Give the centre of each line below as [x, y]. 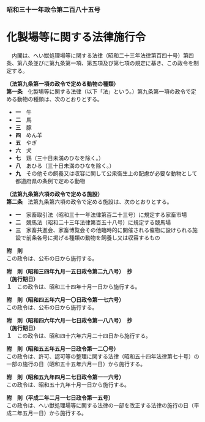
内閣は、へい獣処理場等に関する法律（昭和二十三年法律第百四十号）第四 [102, 55]
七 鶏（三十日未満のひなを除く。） [59, 158]
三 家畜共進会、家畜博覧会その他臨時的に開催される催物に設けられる [104, 230]
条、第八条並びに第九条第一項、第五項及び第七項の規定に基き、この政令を [100, 63]
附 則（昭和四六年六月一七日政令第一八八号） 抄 [69, 320]
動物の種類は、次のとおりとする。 [60, 99]
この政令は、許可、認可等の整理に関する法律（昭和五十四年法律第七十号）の [103, 356]
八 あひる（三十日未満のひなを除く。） [65, 165]
